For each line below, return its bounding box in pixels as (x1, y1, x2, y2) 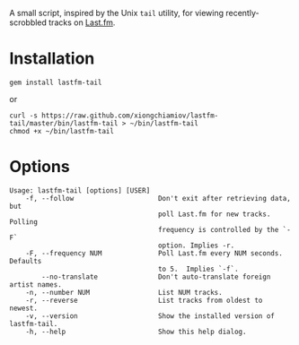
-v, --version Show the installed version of (25, 311, 276, 321)
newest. (9, 304, 39, 313)
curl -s (9, 111, 39, 120)
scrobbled (9, 17, 48, 28)
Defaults (9, 256, 42, 265)
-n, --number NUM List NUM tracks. (25, 288, 223, 297)
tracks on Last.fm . (48, 17, 116, 28)
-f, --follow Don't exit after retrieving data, (25, 194, 292, 203)
